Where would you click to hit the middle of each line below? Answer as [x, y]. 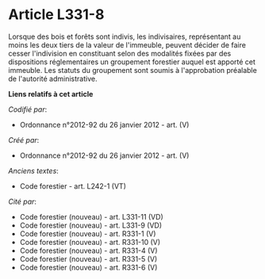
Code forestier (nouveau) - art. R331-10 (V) [90, 242]
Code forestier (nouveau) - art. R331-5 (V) [88, 258]
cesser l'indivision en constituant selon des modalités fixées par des [120, 53]
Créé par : [24, 139]
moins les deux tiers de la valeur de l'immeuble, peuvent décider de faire [127, 44]
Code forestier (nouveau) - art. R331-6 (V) [88, 267]
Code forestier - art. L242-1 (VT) [73, 186]
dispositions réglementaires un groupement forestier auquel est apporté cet [132, 62]
